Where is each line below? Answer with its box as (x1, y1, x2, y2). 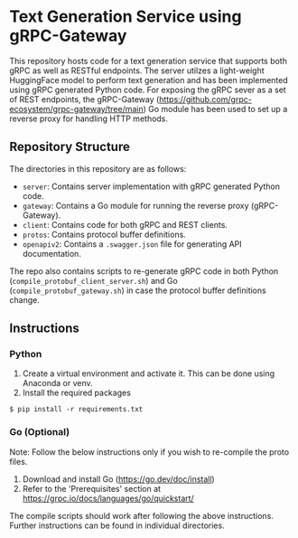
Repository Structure (9, 139, 131, 155)
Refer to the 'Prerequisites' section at (22, 483, 161, 494)
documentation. (22, 248, 81, 259)
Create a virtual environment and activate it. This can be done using (22, 368, 275, 379)
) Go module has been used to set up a (143, 103, 288, 114)
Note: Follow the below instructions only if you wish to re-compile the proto (9, 446, 290, 458)
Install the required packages (22, 387, 131, 399)
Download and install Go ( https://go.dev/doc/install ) (22, 473, 215, 485)
